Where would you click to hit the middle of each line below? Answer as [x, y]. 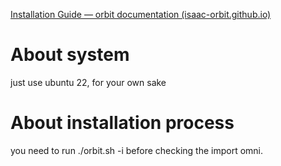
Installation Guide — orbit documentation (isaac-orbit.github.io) [141, 14]
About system [70, 55]
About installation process [122, 123]
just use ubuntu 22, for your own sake [88, 82]
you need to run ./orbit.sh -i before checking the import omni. [137, 150]
